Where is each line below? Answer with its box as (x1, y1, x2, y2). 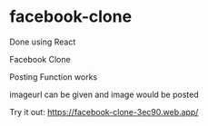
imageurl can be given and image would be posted (9, 89, 200, 100)
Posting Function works (9, 71, 98, 82)
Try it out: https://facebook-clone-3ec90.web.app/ (9, 106, 199, 117)
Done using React (9, 36, 76, 47)
